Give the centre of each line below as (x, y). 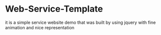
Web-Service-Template (54, 9)
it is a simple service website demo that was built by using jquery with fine (80, 22)
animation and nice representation (40, 27)
